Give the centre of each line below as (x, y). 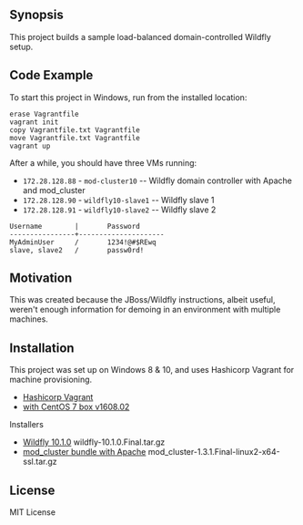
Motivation (41, 278)
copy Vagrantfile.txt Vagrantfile (75, 130)
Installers (26, 425)
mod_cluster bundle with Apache (84, 452)
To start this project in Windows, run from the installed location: (128, 97)
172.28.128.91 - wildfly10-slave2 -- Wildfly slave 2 (119, 210)
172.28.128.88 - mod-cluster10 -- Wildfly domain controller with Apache (157, 180)
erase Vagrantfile (44, 114)
